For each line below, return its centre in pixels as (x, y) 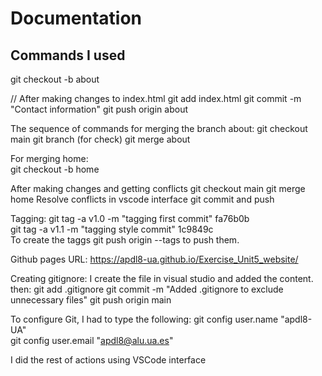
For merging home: (49, 158)
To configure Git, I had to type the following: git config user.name (144, 319)
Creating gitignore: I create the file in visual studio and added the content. (162, 278)
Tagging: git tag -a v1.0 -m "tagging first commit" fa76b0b (130, 218)
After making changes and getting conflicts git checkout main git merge (158, 188)
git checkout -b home (55, 169)
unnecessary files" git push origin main (91, 300)
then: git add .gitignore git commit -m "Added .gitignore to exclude (147, 289)
